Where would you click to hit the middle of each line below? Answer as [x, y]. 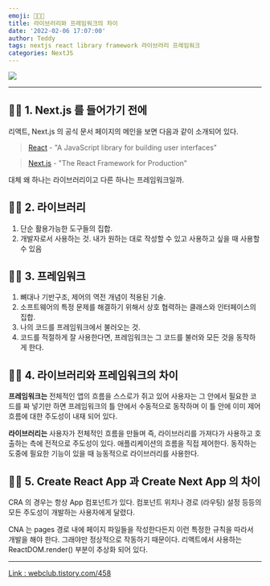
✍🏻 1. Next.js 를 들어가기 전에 [78, 111]
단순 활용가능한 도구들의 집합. [66, 228]
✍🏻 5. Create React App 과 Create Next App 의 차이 [135, 481]
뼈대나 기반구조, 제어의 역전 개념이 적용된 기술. [93, 297]
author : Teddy [32, 38]
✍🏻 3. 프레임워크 [47, 276]
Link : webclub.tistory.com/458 [60, 573]
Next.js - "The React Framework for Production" [107, 163]
